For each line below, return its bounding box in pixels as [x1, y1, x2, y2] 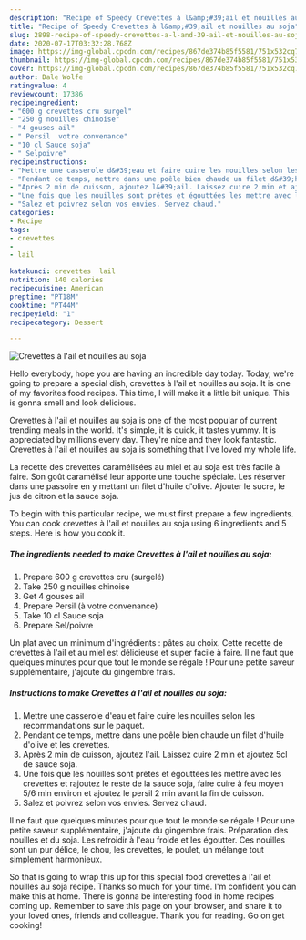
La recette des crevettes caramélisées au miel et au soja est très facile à [9, 462, 280, 473]
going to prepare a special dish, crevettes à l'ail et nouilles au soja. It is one [9, 378, 291, 389]
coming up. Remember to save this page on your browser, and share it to [9, 901, 282, 912]
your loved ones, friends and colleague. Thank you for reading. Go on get [9, 910, 285, 921]
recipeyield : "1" [9, 309, 76, 319]
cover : [9, 65, 35, 74]
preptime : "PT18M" [9, 292, 79, 301]
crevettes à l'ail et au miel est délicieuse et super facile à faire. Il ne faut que [9, 648, 294, 659]
